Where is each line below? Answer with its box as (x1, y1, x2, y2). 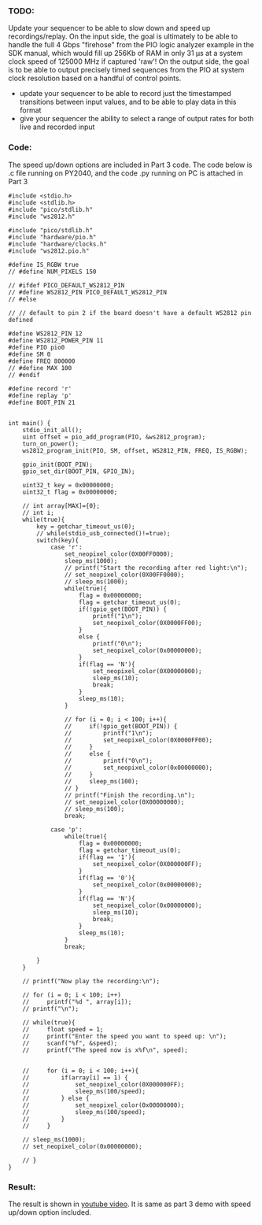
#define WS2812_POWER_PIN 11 (8, 336, 104, 344)
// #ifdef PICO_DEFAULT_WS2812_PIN (8, 281, 125, 289)
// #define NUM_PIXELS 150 (8, 268, 97, 276)
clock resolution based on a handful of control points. (8, 73, 182, 83)
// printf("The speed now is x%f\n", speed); (22, 1046, 189, 1054)
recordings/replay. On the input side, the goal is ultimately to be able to (8, 31, 238, 41)
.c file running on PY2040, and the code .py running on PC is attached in (8, 168, 244, 178)
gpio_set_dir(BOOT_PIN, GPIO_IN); (22, 467, 135, 476)
